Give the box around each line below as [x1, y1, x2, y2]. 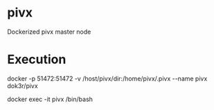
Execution [7, 52, 66, 67]
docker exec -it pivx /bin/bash [7, 95, 93, 103]
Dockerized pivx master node [7, 27, 91, 36]
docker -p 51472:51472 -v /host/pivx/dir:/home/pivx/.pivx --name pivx [7, 74, 208, 82]
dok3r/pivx [7, 81, 38, 90]
